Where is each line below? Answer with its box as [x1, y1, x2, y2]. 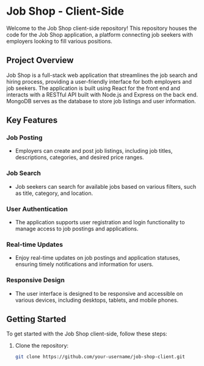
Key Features [6, 115, 58, 126]
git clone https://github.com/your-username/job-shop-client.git [15, 354, 185, 360]
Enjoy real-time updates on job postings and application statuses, [15, 254, 180, 262]
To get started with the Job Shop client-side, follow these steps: [6, 330, 168, 337]
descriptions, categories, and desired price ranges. [15, 154, 145, 161]
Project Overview [6, 55, 74, 65]
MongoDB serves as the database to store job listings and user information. [6, 97, 197, 104]
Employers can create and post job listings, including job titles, [15, 147, 173, 155]
